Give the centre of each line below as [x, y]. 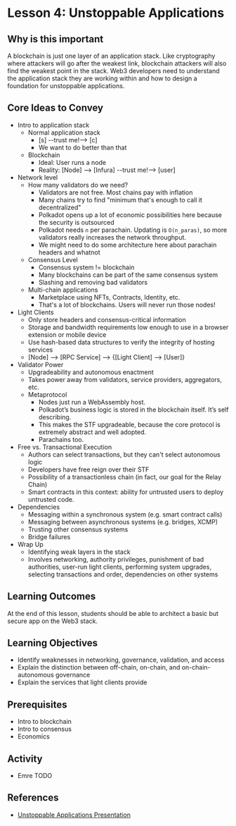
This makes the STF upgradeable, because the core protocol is [130, 424]
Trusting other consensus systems [78, 529]
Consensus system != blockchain [86, 267]
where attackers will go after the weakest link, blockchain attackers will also [117, 63]
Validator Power [40, 364]
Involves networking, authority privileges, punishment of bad [116, 559]
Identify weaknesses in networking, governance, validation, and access [121, 660]
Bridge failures [49, 536]
